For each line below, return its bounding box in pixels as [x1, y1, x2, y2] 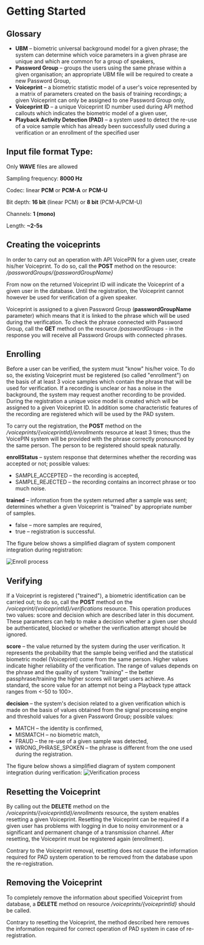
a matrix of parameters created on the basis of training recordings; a [15, 90, 188, 97]
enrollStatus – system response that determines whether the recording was [6, 453, 197, 461]
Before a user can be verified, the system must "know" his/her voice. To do [6, 365, 195, 373]
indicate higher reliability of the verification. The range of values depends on [6, 662, 199, 669]
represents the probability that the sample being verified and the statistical [6, 649, 194, 656]
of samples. [6, 509, 36, 517]
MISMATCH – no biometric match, [15, 731, 100, 739]
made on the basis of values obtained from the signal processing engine [6, 706, 188, 714]
